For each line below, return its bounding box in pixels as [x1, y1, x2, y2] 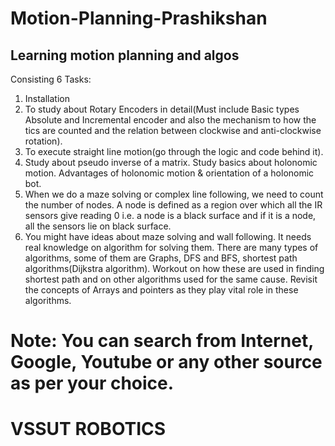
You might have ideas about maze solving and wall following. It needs [24, 231, 312, 242]
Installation [24, 93, 71, 104]
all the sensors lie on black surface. [24, 220, 172, 232]
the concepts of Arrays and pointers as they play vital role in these [24, 284, 299, 296]
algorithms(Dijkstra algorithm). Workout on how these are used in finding [24, 263, 325, 274]
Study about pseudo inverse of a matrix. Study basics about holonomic [24, 157, 318, 168]
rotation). [24, 135, 63, 147]
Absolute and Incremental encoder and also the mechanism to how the [24, 114, 317, 126]
